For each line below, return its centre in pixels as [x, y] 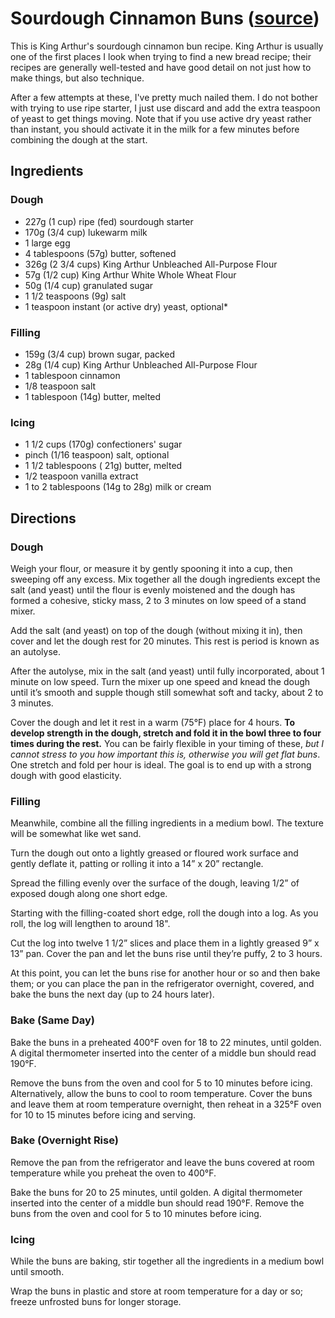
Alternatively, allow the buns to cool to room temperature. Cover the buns [161, 1093]
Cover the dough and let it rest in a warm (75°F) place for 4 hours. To [153, 722]
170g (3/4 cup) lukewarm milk [86, 232]
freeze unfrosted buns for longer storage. [96, 1302]
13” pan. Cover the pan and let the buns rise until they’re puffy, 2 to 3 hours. [166, 954]
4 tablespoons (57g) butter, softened [100, 253]
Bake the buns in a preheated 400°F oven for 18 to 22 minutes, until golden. [166, 1042]
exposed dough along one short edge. [89, 894]
